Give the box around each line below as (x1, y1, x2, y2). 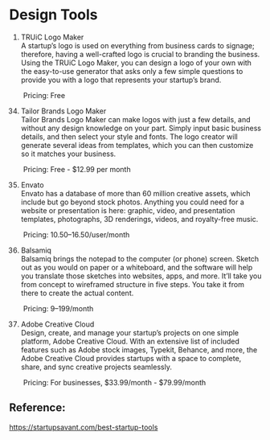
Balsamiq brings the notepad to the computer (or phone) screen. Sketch (20, 253, 260, 263)
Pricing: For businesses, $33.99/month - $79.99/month (23, 377, 207, 387)
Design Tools (9, 6, 99, 24)
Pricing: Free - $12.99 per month (23, 164, 131, 174)
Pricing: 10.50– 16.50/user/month (23, 229, 130, 239)
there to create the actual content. (20, 288, 134, 298)
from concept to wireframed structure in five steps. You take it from (20, 279, 244, 289)
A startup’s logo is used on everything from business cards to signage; (20, 40, 256, 50)
